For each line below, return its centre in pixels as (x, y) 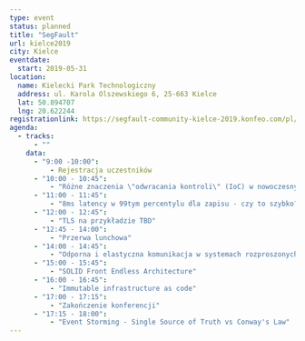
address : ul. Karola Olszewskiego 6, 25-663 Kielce (118, 94)
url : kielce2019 (40, 43)
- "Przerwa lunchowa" (90, 237)
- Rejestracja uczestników (101, 170)
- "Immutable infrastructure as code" (123, 288)
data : (36, 153)
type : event (32, 18)
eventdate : (30, 60)
